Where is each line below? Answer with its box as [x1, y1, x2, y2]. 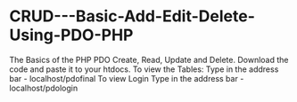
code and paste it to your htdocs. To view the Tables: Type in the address [9, 64, 279, 75]
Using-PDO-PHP [9, 25, 134, 45]
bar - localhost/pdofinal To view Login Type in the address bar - [9, 73, 244, 83]
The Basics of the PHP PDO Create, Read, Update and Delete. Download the [9, 54, 289, 65]
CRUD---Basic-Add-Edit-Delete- [9, 6, 256, 27]
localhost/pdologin [9, 82, 78, 93]
